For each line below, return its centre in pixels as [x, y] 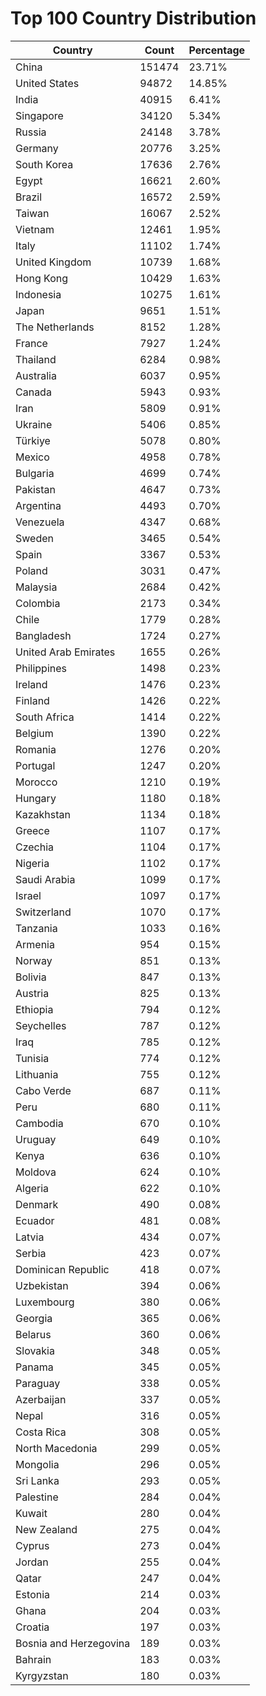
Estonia [33, 1594]
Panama [34, 1367]
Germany [37, 148]
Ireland [31, 684]
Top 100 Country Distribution [133, 18]
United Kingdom [53, 262]
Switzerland [43, 912]
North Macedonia [56, 1448]
